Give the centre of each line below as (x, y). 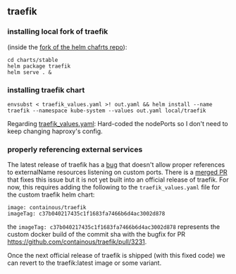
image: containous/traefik (47, 208)
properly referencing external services (75, 149)
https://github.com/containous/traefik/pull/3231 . (77, 242)
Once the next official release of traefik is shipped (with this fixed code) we (116, 256)
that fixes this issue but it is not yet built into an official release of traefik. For (118, 180)
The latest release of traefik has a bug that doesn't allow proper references (116, 165)
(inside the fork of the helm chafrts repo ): (67, 47)
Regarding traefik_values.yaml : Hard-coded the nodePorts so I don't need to (118, 123)
